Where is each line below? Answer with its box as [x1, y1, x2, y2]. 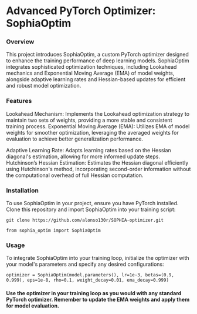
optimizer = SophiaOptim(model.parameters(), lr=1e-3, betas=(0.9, [6, 272, 175, 278]
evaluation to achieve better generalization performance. [6, 135, 144, 142]
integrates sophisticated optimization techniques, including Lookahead [6, 64, 177, 71]
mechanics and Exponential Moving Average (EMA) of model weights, [6, 69, 175, 77]
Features [6, 97, 32, 105]
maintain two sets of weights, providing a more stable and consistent [6, 116, 172, 123]
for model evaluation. [6, 302, 60, 309]
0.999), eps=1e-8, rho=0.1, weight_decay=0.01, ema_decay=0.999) [6, 278, 169, 283]
